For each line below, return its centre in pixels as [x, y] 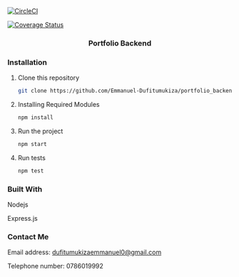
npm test [31, 171]
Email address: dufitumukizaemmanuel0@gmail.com [85, 252]
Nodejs [18, 205]
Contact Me [28, 236]
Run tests [32, 157]
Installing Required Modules [59, 105]
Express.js [22, 219]
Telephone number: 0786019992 [55, 266]
